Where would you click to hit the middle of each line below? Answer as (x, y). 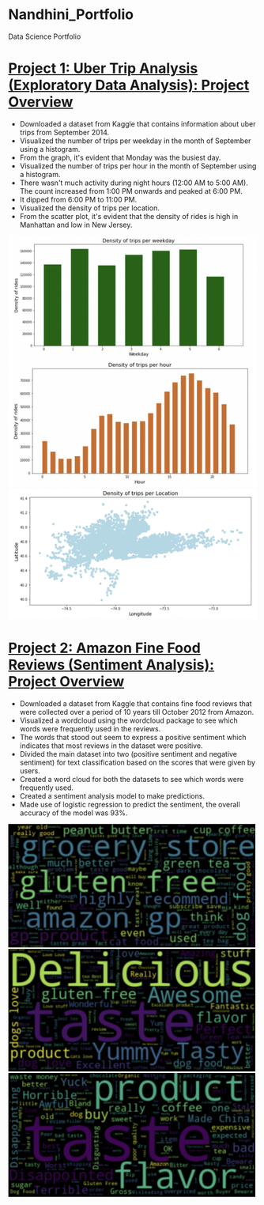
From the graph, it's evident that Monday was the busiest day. (120, 157)
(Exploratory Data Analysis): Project (129, 85)
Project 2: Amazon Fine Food (105, 648)
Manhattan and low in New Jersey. (76, 225)
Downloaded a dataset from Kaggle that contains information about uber (138, 123)
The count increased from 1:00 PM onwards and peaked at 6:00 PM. (131, 191)
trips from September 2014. (64, 132)
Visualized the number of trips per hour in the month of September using (138, 166)
